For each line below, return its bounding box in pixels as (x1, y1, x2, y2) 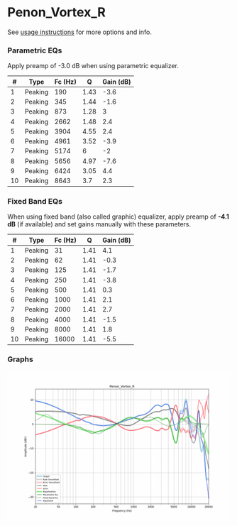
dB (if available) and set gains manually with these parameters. (7, 220, 192, 229)
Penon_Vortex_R (7, 4, 106, 21)
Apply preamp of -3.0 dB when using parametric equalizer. (7, 62, 180, 70)
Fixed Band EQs (7, 196, 62, 206)
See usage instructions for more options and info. (7, 28, 153, 36)
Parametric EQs (7, 45, 62, 55)
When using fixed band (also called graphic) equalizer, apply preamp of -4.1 (7, 212, 229, 221)
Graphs (7, 354, 33, 364)
